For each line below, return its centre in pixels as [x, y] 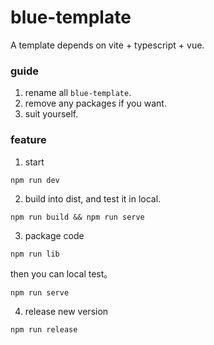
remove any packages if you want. [95, 103]
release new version [66, 311]
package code [54, 235]
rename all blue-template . [78, 93]
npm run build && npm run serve [77, 217]
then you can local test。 [61, 273]
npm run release [44, 329]
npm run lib [35, 254]
